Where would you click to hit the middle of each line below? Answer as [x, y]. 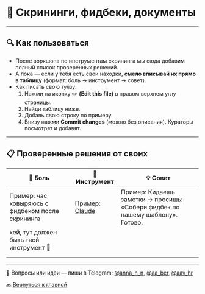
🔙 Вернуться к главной [37, 284]
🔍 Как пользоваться [48, 43]
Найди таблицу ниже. [52, 108]
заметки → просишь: [152, 199]
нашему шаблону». [149, 214]
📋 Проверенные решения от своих [77, 154]
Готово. [132, 222]
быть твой [24, 240]
